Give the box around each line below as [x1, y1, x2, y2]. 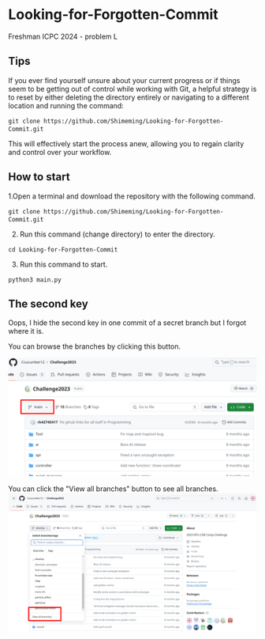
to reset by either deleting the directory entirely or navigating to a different [8, 93, 250, 102]
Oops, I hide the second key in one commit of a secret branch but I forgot [8, 318, 247, 327]
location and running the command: [8, 100, 124, 110]
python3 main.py [8, 275, 62, 284]
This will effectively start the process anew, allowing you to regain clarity [8, 138, 244, 148]
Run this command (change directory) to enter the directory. [19, 229, 215, 239]
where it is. [8, 327, 44, 336]
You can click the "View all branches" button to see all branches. [8, 484, 218, 493]
